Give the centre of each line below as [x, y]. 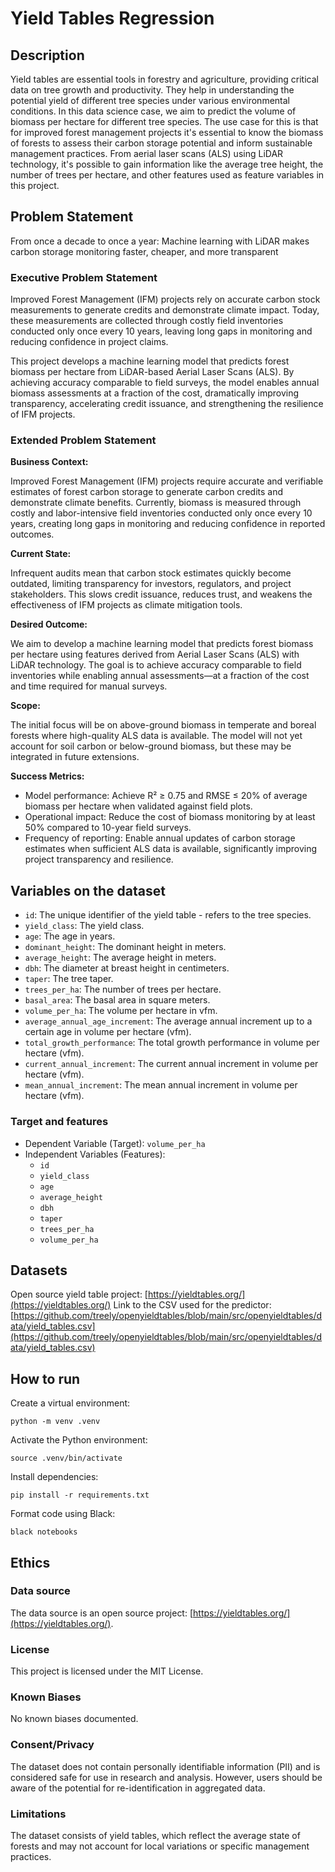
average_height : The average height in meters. [120, 958]
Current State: [41, 554]
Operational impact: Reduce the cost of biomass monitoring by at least [170, 817]
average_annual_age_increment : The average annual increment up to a [168, 1021]
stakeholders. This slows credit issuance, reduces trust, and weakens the [161, 594]
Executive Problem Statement [84, 277]
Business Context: [49, 462]
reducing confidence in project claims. [89, 342]
